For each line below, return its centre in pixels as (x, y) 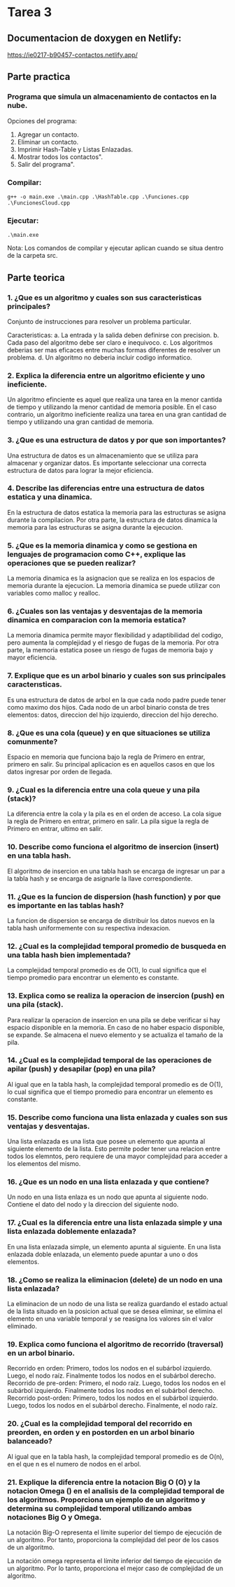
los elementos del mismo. (44, 1164)
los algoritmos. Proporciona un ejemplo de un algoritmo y (107, 1499)
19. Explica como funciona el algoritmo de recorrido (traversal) (115, 1344)
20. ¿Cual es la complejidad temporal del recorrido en (100, 1424)
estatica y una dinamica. (50, 497)
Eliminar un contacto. (48, 142)
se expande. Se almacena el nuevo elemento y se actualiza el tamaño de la (115, 1035)
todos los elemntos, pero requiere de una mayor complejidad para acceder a (117, 1156)
